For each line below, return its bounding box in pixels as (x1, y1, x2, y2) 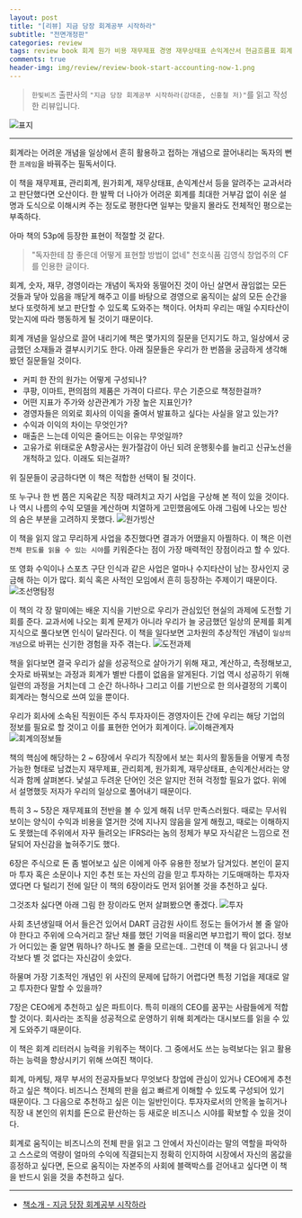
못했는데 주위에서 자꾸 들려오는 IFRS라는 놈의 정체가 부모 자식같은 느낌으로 (18, 827, 280, 837)
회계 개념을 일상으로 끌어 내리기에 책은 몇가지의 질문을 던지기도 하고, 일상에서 (9, 332, 280, 343)
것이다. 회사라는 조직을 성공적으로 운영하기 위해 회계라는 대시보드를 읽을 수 (18, 1013, 280, 1024)
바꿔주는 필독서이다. (46, 158, 117, 169)
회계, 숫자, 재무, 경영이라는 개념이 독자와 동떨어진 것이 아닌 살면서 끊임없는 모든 (9, 280, 288, 291)
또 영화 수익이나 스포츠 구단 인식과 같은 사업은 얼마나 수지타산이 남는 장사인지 (9, 563, 280, 574)
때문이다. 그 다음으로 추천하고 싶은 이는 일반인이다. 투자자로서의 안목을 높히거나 (9, 1096, 288, 1106)
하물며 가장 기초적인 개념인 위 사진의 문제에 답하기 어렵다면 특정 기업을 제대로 (9, 971, 280, 981)
